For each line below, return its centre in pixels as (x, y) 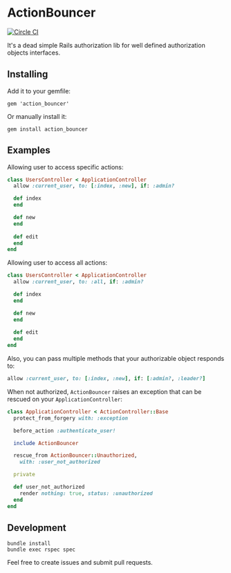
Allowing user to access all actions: (57, 263)
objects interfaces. (34, 53)
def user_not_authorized (49, 487)
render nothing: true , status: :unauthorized (86, 493)
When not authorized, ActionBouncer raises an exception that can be (104, 391)
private (25, 475)
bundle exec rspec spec (41, 550)
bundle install (29, 544)
